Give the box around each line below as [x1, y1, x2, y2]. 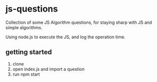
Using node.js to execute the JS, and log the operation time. [5, 34, 126, 40]
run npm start [12, 71, 40, 77]
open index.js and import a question [12, 66, 85, 72]
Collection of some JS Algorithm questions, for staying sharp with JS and [5, 19, 152, 25]
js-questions [5, 3, 58, 15]
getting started [5, 48, 52, 56]
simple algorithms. [5, 24, 43, 30]
